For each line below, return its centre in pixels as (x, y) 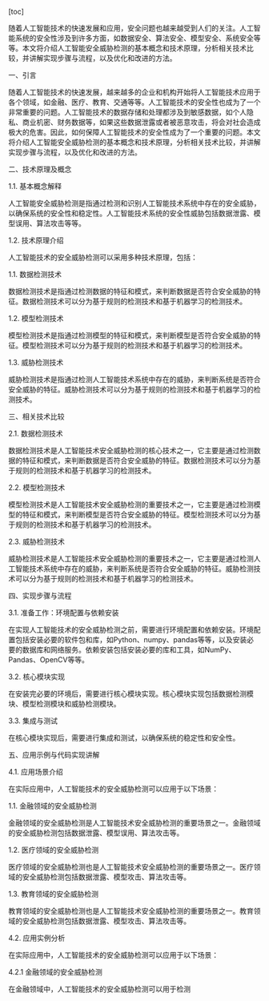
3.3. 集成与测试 (33, 721)
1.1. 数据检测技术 (35, 274)
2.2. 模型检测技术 (37, 487)
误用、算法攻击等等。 (50, 223)
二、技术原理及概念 (40, 169)
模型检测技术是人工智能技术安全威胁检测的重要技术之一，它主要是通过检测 (131, 505)
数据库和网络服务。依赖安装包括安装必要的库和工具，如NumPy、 (129, 649)
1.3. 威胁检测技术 (36, 362)
